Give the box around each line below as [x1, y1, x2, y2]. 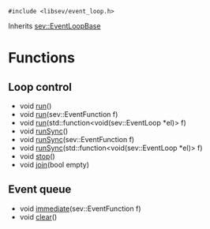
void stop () [19, 152, 55, 161]
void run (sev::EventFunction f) [19, 110, 118, 118]
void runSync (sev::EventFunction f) [19, 135, 135, 144]
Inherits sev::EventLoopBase [8, 21, 101, 31]
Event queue [8, 182, 72, 197]
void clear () [19, 212, 58, 221]
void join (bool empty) [19, 160, 89, 169]
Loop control [8, 80, 73, 94]
